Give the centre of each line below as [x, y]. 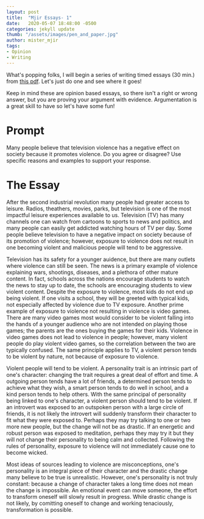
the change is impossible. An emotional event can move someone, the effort [102, 490]
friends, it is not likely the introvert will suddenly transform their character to [101, 413]
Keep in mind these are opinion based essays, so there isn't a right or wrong [102, 93]
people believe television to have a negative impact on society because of [99, 234]
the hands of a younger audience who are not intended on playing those [97, 324]
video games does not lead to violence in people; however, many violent [97, 337]
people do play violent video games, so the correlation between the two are [101, 343]
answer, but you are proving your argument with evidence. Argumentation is [102, 99]
